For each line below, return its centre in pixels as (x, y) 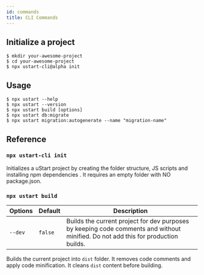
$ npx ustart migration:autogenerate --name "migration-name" (87, 121)
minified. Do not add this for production (122, 236)
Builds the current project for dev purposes (128, 221)
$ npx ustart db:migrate (38, 115)
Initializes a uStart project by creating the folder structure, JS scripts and (97, 168)
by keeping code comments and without (124, 229)
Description (131, 211)
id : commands (23, 12)
